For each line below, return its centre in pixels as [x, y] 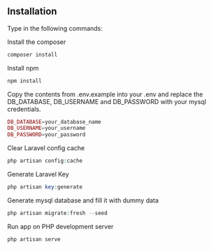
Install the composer [37, 42]
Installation [32, 12]
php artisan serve [34, 239]
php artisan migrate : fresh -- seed [58, 213]
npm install [24, 81]
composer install [32, 54]
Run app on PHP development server [60, 226]
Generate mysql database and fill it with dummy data [83, 200]
